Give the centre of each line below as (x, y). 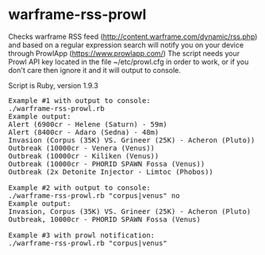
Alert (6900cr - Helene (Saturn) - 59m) (88, 124)
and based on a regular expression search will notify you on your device (126, 44)
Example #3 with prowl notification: (82, 235)
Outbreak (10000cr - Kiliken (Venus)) (84, 156)
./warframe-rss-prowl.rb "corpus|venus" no (94, 195)
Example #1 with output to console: (79, 100)
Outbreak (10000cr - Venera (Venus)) (82, 148)
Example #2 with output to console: (79, 187)
